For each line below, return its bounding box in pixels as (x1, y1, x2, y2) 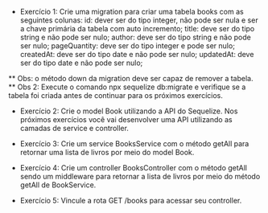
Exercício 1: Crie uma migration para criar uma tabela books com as (19, 7, 244, 16)
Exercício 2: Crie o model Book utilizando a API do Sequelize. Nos (19, 106, 238, 116)
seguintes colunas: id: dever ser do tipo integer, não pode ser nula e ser (19, 15, 259, 25)
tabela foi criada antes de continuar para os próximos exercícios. (8, 91, 223, 100)
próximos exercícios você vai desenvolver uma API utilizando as (19, 115, 233, 124)
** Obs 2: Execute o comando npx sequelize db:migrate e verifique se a (8, 82, 246, 92)
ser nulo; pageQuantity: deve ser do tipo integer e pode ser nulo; (19, 41, 236, 51)
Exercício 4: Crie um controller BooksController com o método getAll (19, 163, 248, 172)
